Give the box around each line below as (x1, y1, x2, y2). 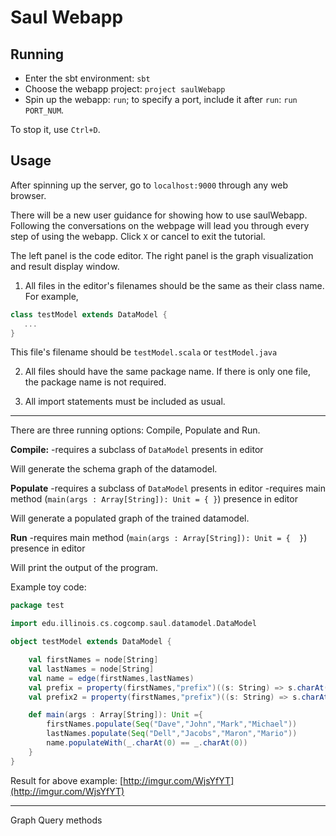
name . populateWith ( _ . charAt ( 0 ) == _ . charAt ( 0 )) (46, 738, 248, 748)
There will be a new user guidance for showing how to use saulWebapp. (10, 209, 308, 221)
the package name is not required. (24, 376, 167, 388)
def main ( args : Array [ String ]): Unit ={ (28, 710, 203, 720)
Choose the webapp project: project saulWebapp (24, 83, 226, 95)
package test (10, 601, 65, 611)
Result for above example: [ (10, 774, 124, 786)
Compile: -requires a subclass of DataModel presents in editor (10, 444, 264, 456)
